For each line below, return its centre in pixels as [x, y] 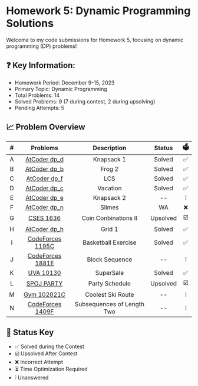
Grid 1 [110, 229]
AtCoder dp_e [44, 197]
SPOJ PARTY [44, 284]
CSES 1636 [44, 218]
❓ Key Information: [41, 65]
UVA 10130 [44, 273]
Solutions [30, 23]
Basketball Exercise [109, 242]
